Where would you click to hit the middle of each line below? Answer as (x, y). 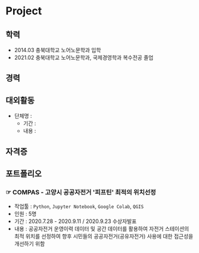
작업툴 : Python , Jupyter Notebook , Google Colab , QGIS (79, 206)
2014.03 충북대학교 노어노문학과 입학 (57, 50)
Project (24, 11)
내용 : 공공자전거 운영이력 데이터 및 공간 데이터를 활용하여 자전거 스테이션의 (102, 229)
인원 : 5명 (25, 214)
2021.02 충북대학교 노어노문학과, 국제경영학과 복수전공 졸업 (84, 57)
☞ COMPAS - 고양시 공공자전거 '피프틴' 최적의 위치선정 (81, 192)
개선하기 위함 (29, 244)
